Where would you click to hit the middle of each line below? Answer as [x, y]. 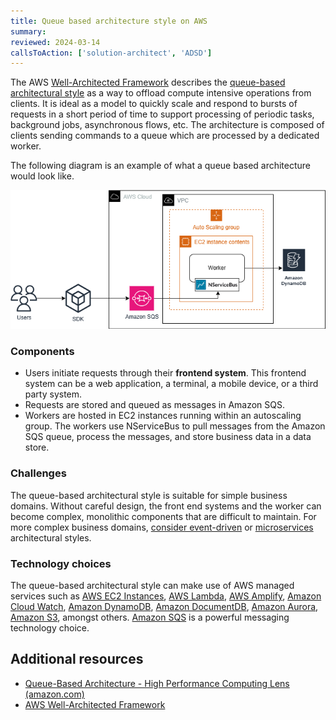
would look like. [42, 176]
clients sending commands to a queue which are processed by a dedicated [165, 136]
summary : [28, 31]
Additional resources [77, 659]
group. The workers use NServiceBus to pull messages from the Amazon [175, 426]
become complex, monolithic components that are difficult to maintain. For [163, 516]
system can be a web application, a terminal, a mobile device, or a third [171, 384]
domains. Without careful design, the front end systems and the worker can [166, 506]
